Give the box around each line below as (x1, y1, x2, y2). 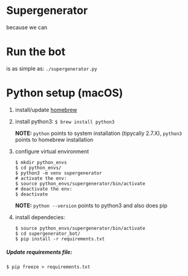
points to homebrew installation (15, 136, 94, 143)
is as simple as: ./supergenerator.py (6, 65, 98, 72)
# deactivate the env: (15, 186, 73, 192)
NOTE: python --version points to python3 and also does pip (15, 202, 168, 209)
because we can (6, 24, 48, 31)
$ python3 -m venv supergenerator (15, 170, 102, 176)
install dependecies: (15, 213, 65, 221)
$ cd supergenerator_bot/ (15, 231, 80, 237)
